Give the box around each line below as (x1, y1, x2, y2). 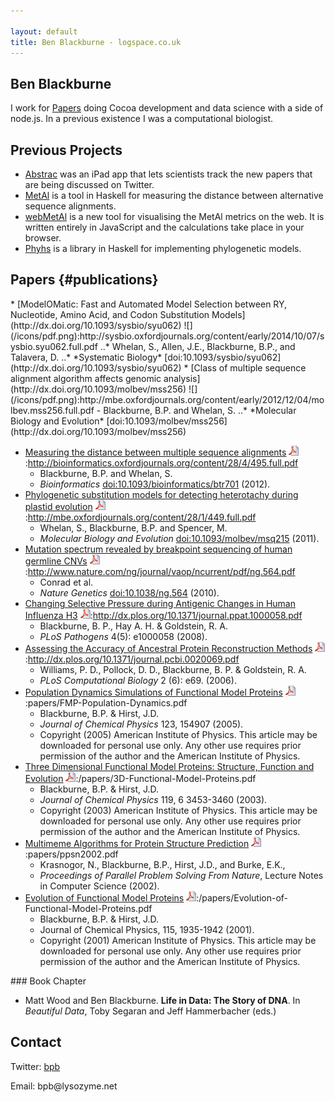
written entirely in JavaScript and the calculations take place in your (24, 221, 305, 233)
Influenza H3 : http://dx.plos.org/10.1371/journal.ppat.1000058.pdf (24, 609, 303, 621)
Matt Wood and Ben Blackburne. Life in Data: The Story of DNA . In (24, 994, 301, 1006)
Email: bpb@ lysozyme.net (10, 1080, 118, 1092)
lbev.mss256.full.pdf (10, 404, 95, 416)
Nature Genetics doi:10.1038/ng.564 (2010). (39, 586, 220, 599)
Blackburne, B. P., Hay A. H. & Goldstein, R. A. (39, 620, 228, 632)
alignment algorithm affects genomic (10, 372, 162, 384)
